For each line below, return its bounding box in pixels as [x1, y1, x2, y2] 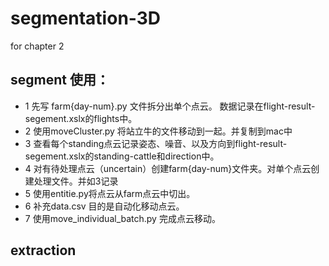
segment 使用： [10, 72, 110, 89]
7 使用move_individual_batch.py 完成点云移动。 [24, 212, 221, 224]
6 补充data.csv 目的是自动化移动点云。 [24, 200, 185, 212]
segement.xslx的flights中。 [24, 112, 138, 124]
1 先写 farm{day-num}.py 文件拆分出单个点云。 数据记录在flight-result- [24, 100, 316, 112]
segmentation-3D [10, 7, 162, 30]
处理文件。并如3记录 [33, 175, 119, 187]
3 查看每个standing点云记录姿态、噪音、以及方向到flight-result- [24, 137, 288, 149]
